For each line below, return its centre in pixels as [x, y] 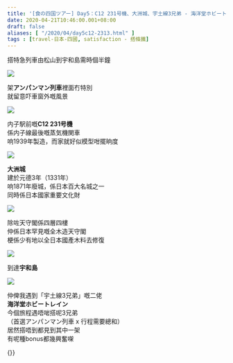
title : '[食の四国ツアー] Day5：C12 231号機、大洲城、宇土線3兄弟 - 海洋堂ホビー [114, 14]
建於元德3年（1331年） [40, 178]
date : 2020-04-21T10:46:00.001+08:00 [62, 20]
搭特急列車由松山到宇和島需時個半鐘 [59, 60]
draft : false [26, 26]
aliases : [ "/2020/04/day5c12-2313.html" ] [71, 33]
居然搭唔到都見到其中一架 [44, 330]
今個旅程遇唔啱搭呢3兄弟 [43, 313]
